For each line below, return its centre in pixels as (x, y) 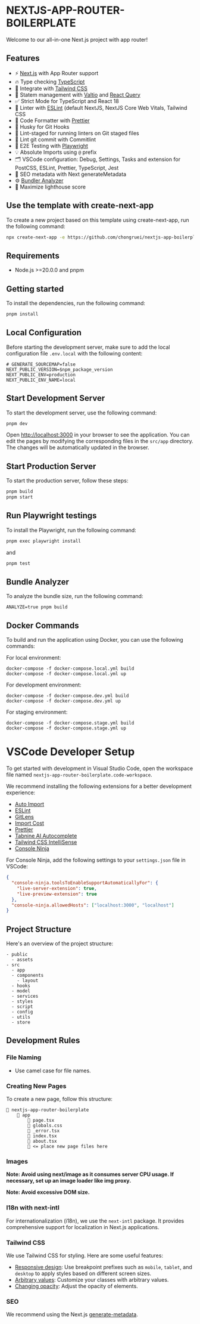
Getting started (35, 289)
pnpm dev (17, 423)
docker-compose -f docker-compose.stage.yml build (70, 723)
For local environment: (34, 658)
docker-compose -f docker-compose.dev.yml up (63, 701)
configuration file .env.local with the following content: (74, 353)
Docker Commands (43, 625)
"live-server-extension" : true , (57, 888)
